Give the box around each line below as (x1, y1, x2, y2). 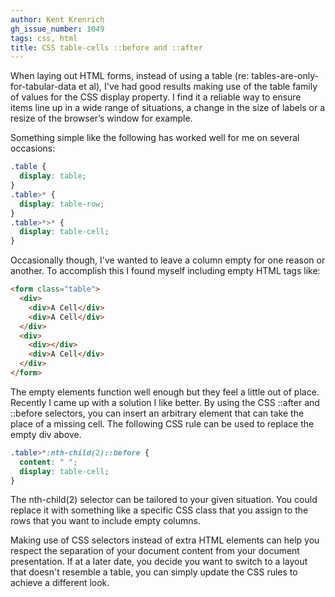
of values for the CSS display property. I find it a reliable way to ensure (10, 91, 302, 103)
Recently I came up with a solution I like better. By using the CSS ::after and (10, 396, 320, 408)
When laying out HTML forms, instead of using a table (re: (10, 70, 250, 82)
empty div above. (10, 428, 82, 440)
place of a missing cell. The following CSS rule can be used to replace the (10, 417, 315, 430)
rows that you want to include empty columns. (10, 515, 201, 527)
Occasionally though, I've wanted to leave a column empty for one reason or (10, 254, 326, 266)
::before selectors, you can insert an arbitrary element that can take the (10, 407, 305, 419)
